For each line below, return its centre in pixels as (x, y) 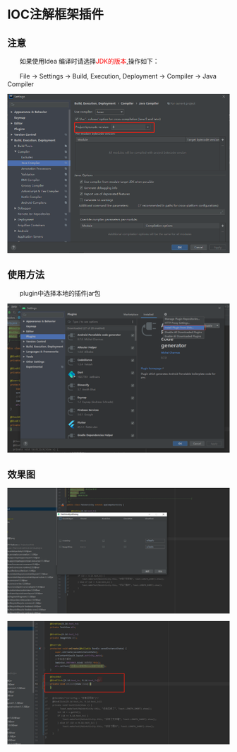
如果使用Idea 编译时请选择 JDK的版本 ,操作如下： (89, 61)
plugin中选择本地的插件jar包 (60, 293)
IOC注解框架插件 (56, 15)
